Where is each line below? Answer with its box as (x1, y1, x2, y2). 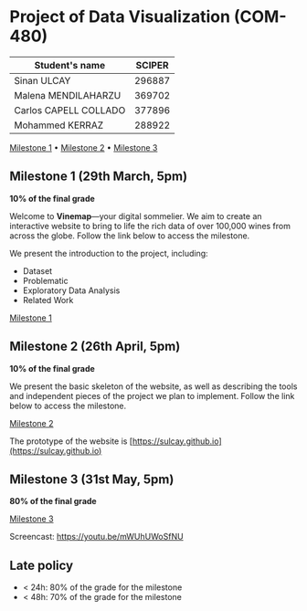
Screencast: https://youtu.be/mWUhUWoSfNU (9, 532, 185, 543)
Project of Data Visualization (9, 6, 231, 27)
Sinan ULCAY (14, 74, 71, 87)
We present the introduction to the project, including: (9, 248, 208, 258)
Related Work (22, 294, 74, 305)
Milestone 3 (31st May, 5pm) (9, 471, 175, 487)
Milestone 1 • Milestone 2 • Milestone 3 (9, 142, 158, 153)
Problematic (22, 275, 69, 286)
